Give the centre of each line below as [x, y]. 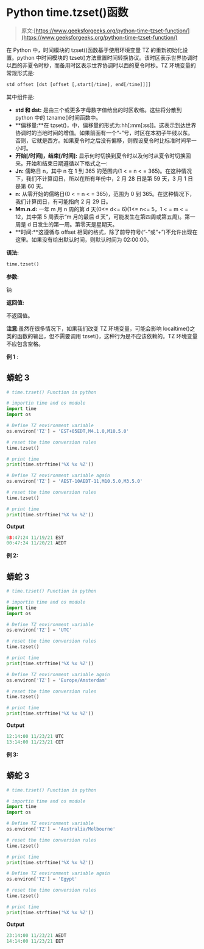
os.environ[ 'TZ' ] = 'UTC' [39, 630]
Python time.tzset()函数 [67, 13]
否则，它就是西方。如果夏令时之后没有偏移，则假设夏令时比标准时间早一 [106, 140]
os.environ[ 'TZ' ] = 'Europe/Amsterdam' [57, 680]
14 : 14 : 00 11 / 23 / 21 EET [35, 941]
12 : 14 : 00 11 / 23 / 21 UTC [35, 737]
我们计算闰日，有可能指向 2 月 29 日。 [63, 201]
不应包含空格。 [25, 344]
